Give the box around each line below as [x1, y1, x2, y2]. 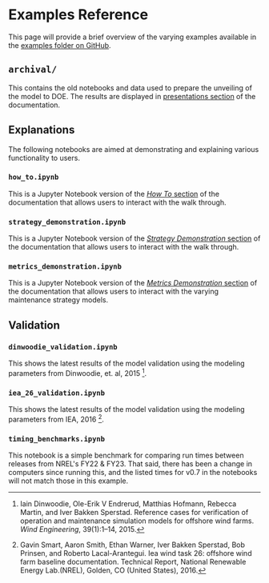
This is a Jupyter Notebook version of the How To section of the [8, 189, 220, 198]
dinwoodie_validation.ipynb [8, 342, 118, 351]
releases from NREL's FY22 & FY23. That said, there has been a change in [8, 459, 253, 469]
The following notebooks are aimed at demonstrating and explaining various [8, 144, 259, 154]
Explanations [8, 123, 75, 137]
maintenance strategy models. [8, 295, 109, 305]
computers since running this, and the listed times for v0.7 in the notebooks [8, 468, 258, 477]
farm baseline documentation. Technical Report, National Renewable [19, 557, 247, 567]
